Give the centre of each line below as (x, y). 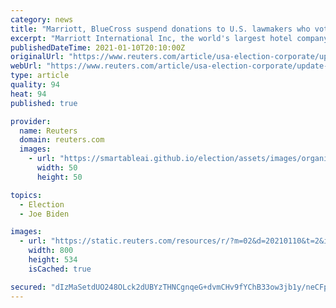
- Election (42, 204)
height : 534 (53, 260)
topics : (26, 195)
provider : (31, 121)
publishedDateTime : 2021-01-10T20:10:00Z (98, 47)
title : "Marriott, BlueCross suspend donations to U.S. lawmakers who (160, 29)
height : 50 (59, 177)
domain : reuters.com (62, 140)
